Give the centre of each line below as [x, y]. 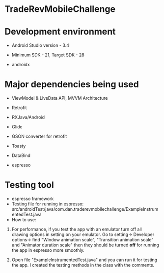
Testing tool [29, 185]
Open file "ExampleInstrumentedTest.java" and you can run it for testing [84, 260]
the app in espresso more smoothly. [48, 250]
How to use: [24, 220]
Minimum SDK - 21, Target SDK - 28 [48, 55]
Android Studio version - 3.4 [40, 45]
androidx [21, 65]
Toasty [19, 146]
